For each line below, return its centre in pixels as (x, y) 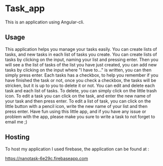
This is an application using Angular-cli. (45, 22)
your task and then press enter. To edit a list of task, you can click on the (78, 101)
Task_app (25, 9)
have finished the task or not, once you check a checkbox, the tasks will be (81, 80)
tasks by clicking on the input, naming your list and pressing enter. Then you (82, 60)
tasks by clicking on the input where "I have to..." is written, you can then (78, 70)
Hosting (18, 137)
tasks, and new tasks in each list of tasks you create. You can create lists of (81, 54)
